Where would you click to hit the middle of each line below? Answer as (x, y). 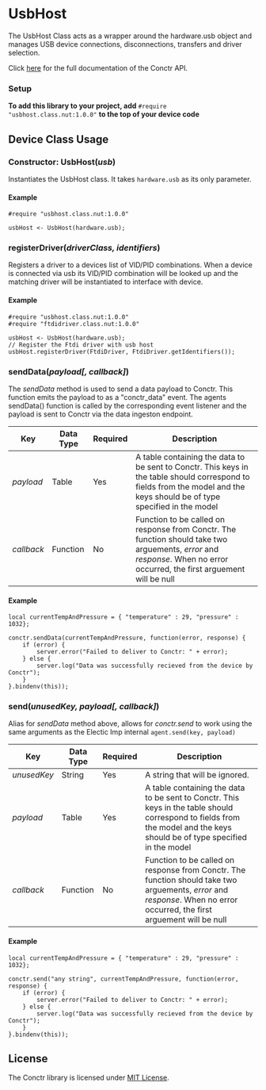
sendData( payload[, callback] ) (68, 371)
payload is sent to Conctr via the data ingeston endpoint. (101, 414)
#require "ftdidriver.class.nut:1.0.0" (74, 324)
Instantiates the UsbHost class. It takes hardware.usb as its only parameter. (130, 178)
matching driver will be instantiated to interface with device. (106, 282)
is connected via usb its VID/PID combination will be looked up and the (123, 274)
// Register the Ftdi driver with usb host (81, 345)
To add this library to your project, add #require (87, 106)
